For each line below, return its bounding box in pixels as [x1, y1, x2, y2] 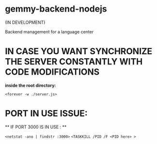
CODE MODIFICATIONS [5, 66, 100, 78]
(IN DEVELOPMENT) [5, 19, 45, 25]
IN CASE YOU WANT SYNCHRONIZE [5, 46, 153, 57]
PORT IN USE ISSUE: [5, 108, 88, 119]
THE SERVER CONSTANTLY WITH [5, 56, 143, 67]
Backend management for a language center [5, 29, 94, 34]
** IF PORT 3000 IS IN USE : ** [5, 124, 67, 129]
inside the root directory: [5, 82, 57, 88]
